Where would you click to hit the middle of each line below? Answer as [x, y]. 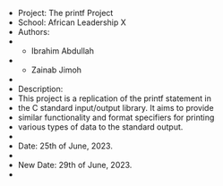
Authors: [34, 32]
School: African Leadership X [72, 22]
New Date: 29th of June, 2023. [75, 165]
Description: [40, 89]
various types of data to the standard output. [100, 127]
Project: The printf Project [65, 13]
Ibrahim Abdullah [62, 51]
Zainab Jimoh [56, 70]
